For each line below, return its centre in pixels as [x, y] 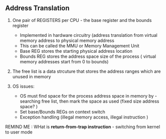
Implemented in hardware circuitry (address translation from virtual [89, 35]
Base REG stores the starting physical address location [76, 51]
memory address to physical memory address [67, 40]
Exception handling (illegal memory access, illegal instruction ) [84, 117]
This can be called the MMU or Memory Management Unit [80, 46]
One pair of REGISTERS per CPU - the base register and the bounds [82, 20]
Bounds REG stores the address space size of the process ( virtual [88, 56]
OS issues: [23, 86]
